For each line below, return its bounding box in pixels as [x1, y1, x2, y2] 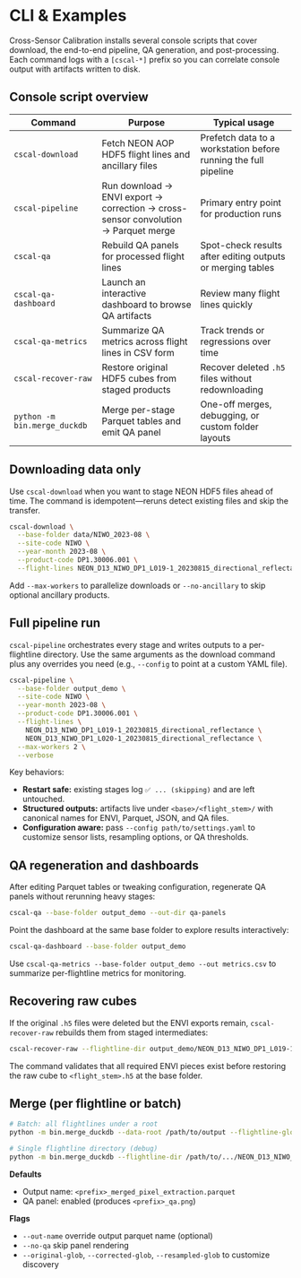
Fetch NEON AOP [101, 136, 175, 149]
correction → [101, 202, 157, 214]
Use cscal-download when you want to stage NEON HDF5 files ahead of [9, 486, 273, 497]
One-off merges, [200, 398, 272, 410]
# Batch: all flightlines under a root [9, 1119, 159, 1129]
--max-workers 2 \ [17, 742, 87, 751]
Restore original [101, 360, 168, 373]
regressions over [200, 335, 271, 348]
